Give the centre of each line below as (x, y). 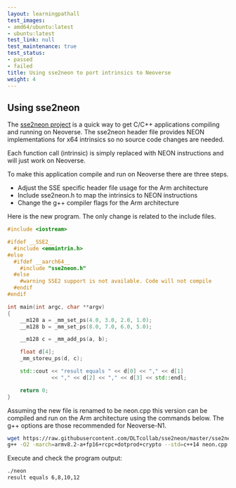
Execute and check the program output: (65, 458)
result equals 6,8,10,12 (44, 478)
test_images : (26, 20)
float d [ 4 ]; (37, 352)
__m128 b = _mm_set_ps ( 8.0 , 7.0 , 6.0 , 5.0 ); (86, 327)
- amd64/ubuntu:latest (40, 27)
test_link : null (31, 40)
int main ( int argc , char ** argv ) (56, 307)
